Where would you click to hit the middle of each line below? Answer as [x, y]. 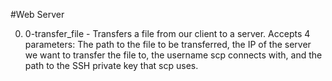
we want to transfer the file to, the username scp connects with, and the [173, 55]
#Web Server [37, 14]
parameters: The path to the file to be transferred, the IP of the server [168, 44]
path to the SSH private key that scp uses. [111, 65]
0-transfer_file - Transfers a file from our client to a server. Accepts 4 [167, 33]
